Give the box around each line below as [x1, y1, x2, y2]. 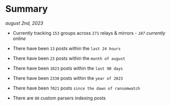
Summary [5, 3, 48, 15]
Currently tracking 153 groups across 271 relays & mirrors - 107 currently [12, 30, 166, 36]
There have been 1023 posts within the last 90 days [12, 65, 123, 71]
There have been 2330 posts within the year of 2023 [12, 75, 123, 81]
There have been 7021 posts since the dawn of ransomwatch [12, 85, 140, 91]
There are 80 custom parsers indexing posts [12, 95, 106, 101]
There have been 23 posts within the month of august [12, 55, 126, 61]
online [12, 35, 26, 41]
